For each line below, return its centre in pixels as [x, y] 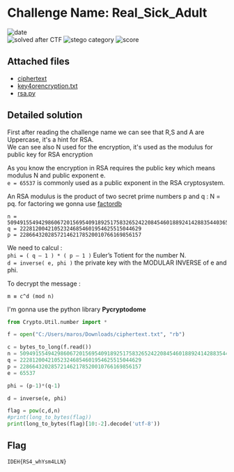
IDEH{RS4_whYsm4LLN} [37, 462]
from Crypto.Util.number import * [57, 322]
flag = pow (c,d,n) [34, 411]
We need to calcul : [35, 248]
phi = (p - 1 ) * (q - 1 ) [34, 385]
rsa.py [26, 93]
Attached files [38, 62]
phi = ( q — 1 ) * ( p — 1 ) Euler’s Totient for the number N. [97, 255]
